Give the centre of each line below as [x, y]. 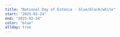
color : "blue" [19, 23]
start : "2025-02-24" [26, 14]
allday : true [18, 27]
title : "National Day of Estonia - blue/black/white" [60, 9]
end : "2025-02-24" [23, 18]
